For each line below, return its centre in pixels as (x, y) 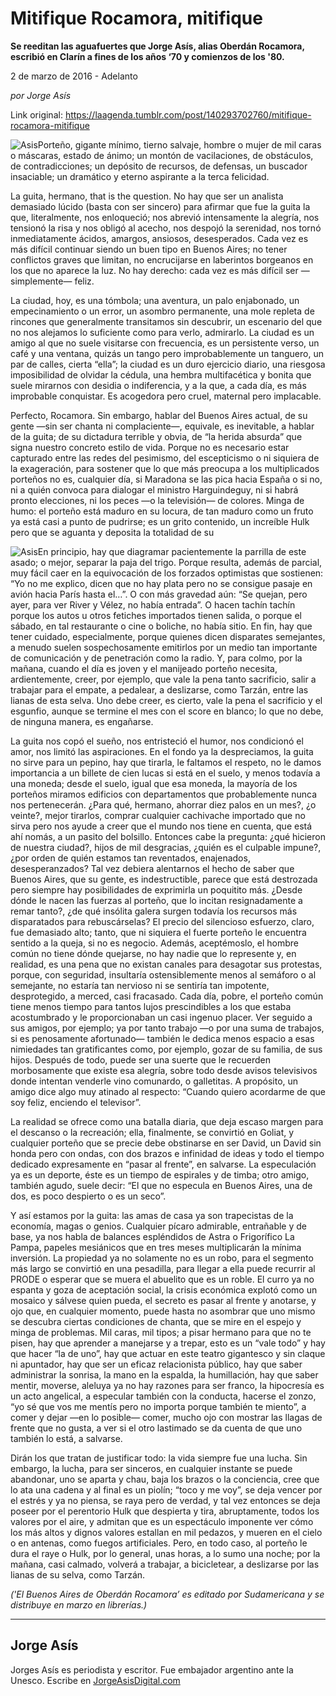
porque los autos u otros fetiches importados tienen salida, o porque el (156, 615)
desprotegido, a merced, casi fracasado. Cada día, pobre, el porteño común (167, 996)
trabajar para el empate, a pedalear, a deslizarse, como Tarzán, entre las (159, 689)
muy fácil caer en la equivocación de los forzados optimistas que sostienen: (167, 573)
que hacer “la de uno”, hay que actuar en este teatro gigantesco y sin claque (168, 1353)
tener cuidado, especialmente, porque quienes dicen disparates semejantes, (168, 636)
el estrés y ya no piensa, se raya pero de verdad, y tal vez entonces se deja (165, 1500)
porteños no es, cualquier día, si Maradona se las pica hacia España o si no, (166, 479)
